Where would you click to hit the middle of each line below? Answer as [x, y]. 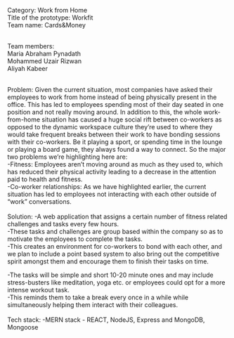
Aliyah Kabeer [27, 69]
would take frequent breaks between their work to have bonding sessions [114, 134]
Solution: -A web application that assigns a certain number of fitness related [117, 216]
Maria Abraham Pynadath [44, 53]
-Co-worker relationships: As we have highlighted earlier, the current [107, 187]
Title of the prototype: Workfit [50, 18]
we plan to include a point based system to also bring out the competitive [113, 254]
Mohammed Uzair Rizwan [45, 61]
